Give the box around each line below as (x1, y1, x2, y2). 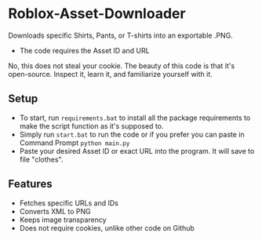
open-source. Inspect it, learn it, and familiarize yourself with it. (8, 69, 213, 78)
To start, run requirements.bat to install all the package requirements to (19, 113, 251, 122)
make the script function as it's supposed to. (19, 121, 164, 130)
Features (8, 177, 53, 191)
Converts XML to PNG (19, 206, 92, 216)
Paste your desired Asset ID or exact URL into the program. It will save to (19, 146, 255, 155)
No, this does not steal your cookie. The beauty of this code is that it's (8, 60, 235, 71)
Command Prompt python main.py (19, 138, 130, 147)
